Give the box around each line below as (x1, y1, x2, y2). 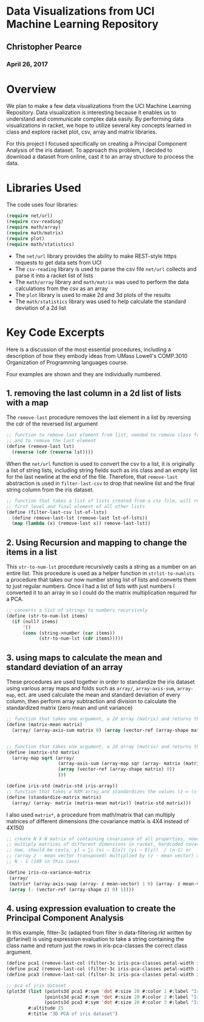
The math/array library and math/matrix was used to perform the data (15, 278, 189, 285)
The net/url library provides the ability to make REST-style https (15, 252, 177, 260)
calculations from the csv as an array (15, 285, 108, 292)
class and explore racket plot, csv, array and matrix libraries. (6, 128, 157, 135)
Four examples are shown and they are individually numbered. (6, 370, 162, 377)
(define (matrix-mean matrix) (6, 721, 83, 727)
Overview (6, 82, 56, 96)
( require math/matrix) (6, 230, 64, 236)
